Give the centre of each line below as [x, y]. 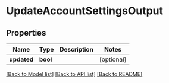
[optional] [113, 59]
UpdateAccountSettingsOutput [85, 11]
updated [21, 59]
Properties [26, 33]
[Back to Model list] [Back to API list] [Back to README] [74, 74]
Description [76, 50]
